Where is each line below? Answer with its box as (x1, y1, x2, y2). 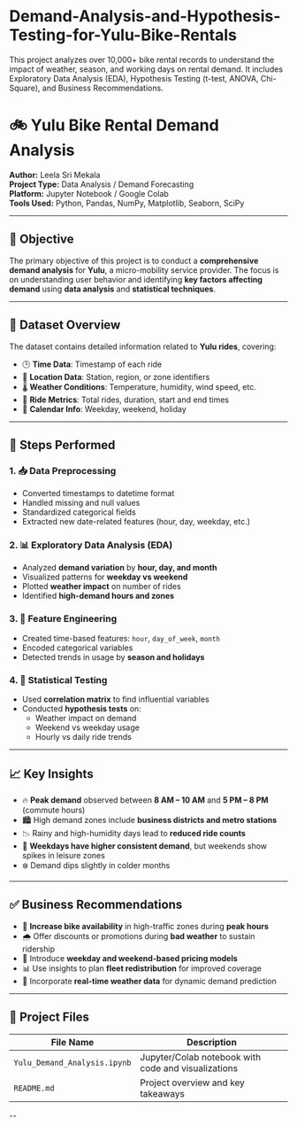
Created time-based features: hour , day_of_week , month (21, 633, 221, 643)
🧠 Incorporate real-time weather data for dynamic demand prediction (21, 975, 277, 986)
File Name (50, 1036, 95, 1048)
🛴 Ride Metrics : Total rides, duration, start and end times (21, 394, 230, 405)
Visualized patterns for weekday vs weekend (21, 571, 188, 582)
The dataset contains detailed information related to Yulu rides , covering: (9, 341, 277, 352)
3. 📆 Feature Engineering (9, 613, 118, 625)
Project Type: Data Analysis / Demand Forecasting (9, 179, 194, 190)
